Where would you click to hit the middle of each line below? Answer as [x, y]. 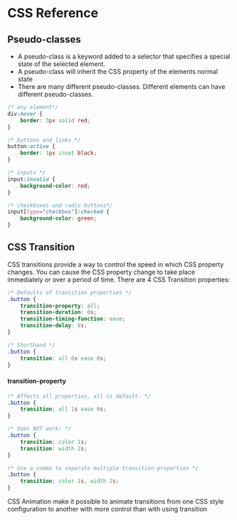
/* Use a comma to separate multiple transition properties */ [103, 468]
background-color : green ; [59, 218]
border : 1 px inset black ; [59, 153]
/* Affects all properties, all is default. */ [79, 396]
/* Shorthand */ [31, 345]
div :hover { [25, 114]
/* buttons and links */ [44, 140]
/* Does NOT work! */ [39, 429]
